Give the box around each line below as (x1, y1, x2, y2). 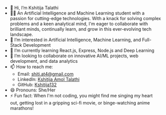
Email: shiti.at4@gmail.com (17, 71, 74, 77)
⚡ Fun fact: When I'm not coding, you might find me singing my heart (10, 93, 153, 98)
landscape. (10, 32, 34, 37)
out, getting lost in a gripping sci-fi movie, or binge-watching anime (10, 100, 150, 105)
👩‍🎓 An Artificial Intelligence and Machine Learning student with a (10, 10, 145, 16)
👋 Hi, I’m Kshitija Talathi (10, 5, 59, 11)
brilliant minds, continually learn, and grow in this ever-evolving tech (10, 26, 152, 32)
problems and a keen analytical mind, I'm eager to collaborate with (10, 21, 148, 27)
